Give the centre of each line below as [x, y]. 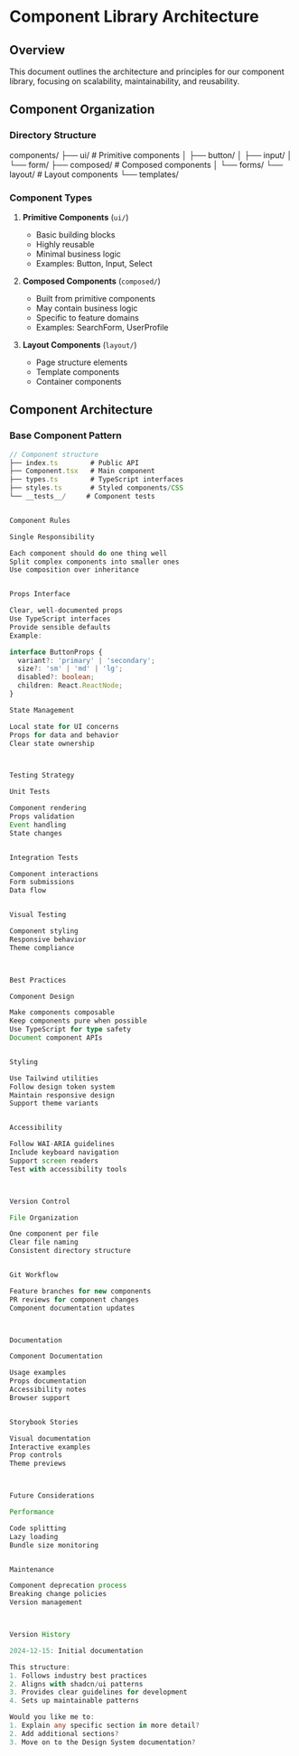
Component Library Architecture [134, 17]
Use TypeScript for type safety [70, 1030]
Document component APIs [56, 1038]
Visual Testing [38, 915]
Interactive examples [50, 1447]
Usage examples [38, 1373]
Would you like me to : [52, 1717]
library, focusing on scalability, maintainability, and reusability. [125, 81]
